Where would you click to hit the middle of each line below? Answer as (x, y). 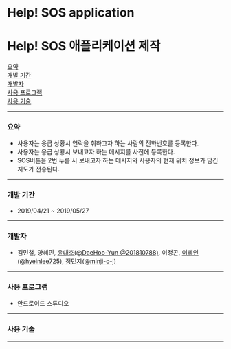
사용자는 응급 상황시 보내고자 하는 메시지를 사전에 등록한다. (96, 152)
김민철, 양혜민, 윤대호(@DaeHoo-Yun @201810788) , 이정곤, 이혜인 (108, 253)
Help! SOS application (71, 13)
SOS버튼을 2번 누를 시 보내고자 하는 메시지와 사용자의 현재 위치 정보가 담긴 (118, 160)
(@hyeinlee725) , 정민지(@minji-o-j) (67, 261)
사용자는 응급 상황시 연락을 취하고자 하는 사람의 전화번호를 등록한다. (108, 143)
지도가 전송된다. (38, 169)
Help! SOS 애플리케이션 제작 (84, 46)
